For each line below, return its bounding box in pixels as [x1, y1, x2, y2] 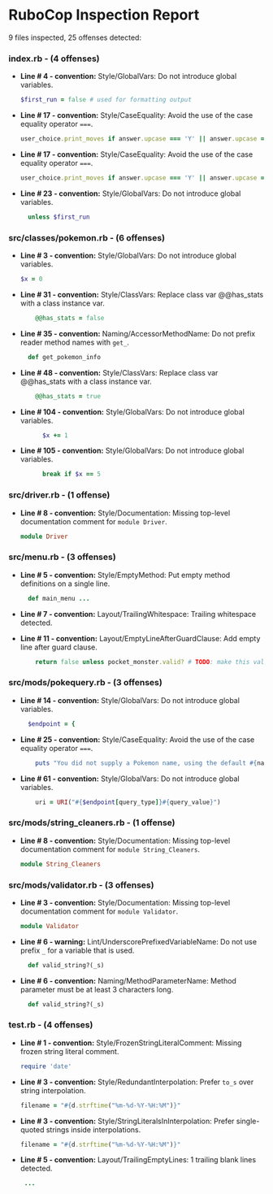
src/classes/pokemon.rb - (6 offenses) [8, 232, 165, 243]
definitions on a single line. [19, 579, 110, 588]
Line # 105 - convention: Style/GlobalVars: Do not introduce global [19, 445, 245, 456]
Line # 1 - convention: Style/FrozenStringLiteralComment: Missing [19, 1038, 242, 1048]
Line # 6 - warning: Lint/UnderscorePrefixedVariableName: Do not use [19, 936, 258, 946]
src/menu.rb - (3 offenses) [8, 551, 116, 562]
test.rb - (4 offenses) [8, 1019, 93, 1031]
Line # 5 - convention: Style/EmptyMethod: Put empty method [19, 570, 231, 580]
